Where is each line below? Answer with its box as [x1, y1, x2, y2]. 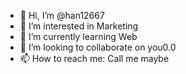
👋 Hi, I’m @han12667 [19, 10, 105, 21]
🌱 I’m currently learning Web [19, 31, 138, 42]
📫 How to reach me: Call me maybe [19, 53, 170, 64]
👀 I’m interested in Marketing [19, 20, 139, 32]
